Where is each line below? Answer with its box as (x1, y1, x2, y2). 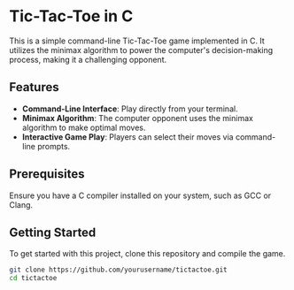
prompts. (36, 141, 71, 151)
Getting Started (9, 225, 97, 240)
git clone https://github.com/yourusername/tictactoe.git (9, 265, 228, 275)
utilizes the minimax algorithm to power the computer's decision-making (9, 44, 274, 55)
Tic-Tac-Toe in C (9, 6, 134, 27)
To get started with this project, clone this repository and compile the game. (9, 248, 286, 259)
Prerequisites (9, 166, 85, 182)
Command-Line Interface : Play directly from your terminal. (21, 103, 238, 114)
